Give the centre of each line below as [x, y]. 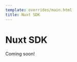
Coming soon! [20, 54]
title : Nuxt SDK [23, 15]
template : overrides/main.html [39, 10]
